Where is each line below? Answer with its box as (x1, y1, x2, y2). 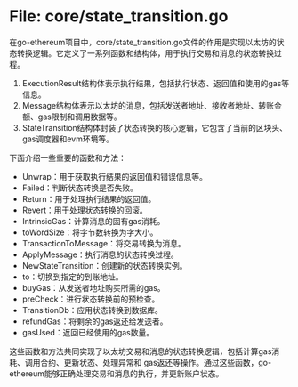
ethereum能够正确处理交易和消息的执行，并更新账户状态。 (9, 367, 224, 379)
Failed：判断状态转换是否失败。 (21, 182, 139, 193)
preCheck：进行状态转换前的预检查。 (21, 294, 160, 304)
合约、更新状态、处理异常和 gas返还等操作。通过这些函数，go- (39, 357, 272, 367)
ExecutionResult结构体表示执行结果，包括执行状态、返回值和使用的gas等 (21, 77, 290, 88)
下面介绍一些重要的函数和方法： (9, 152, 126, 163)
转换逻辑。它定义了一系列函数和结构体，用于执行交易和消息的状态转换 (16, 47, 274, 59)
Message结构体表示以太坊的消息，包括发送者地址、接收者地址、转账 (21, 100, 274, 110)
